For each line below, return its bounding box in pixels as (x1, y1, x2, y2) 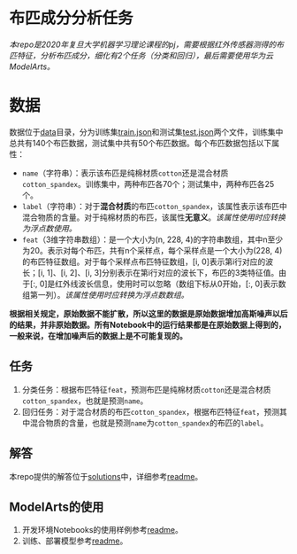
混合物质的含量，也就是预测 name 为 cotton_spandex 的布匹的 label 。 (29, 417, 269, 428)
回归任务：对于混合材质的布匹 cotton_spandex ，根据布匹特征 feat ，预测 (21, 406, 280, 417)
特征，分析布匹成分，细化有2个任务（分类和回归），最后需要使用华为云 (16, 50, 274, 60)
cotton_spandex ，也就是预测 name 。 (21, 395, 148, 406)
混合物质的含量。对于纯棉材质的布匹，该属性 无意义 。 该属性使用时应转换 (21, 212, 286, 222)
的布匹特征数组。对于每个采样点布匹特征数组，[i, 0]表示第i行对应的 (21, 256, 266, 267)
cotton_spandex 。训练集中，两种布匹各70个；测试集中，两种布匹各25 (21, 178, 275, 189)
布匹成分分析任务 (9, 8, 134, 28)
